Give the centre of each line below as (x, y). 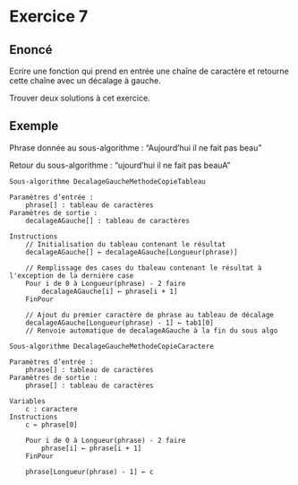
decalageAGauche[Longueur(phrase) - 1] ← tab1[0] (120, 323)
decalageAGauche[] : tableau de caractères (108, 221)
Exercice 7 (49, 17)
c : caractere (51, 409)
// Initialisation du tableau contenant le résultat (126, 244)
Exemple (34, 126)
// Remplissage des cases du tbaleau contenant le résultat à (144, 268)
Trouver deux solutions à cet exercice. (80, 98)
